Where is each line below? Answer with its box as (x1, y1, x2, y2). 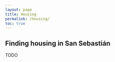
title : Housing (5, 12, 37, 17)
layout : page (5, 7, 32, 12)
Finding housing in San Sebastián (5, 39, 111, 47)
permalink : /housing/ (5, 16, 50, 21)
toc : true (5, 21, 26, 26)
